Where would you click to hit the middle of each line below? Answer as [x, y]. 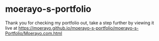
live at [11, 28]
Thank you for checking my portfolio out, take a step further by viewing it [80, 23]
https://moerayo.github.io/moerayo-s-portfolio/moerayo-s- [78, 28]
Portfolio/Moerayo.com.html [34, 33]
